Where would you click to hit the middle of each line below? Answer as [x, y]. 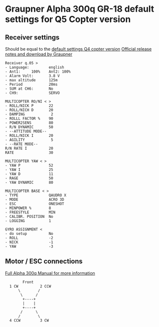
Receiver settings [32, 37]
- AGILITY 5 [29, 140]
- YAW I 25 [29, 170]
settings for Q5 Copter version [68, 19]
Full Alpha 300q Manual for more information [50, 273]
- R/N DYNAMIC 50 [29, 127]
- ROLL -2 [29, 238]
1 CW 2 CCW [30, 286]
